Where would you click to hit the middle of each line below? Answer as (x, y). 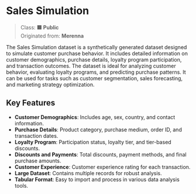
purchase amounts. (38, 161)
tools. (21, 185)
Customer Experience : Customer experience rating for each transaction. (102, 167)
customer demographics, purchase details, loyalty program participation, (94, 59)
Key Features (31, 103)
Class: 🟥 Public (39, 27)
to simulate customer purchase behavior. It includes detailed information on (97, 53)
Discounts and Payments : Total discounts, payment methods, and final (100, 154)
